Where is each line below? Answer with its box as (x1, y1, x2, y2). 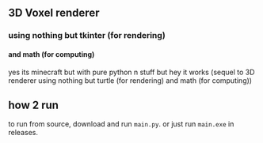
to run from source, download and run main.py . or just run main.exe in (8, 119, 234, 129)
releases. (8, 128, 38, 137)
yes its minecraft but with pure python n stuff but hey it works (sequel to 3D (8, 67, 255, 77)
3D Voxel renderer (8, 6, 100, 20)
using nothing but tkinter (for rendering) (8, 30, 166, 41)
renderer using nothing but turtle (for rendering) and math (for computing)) (8, 75, 252, 85)
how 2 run (8, 98, 59, 111)
